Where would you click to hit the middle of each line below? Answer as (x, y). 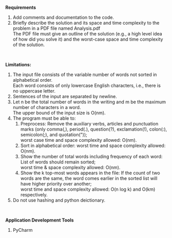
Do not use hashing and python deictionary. (59, 200)
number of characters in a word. (47, 107)
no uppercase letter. (34, 91)
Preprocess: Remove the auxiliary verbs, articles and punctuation (89, 124)
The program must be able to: (44, 118)
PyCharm (23, 230)
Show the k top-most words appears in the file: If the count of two (90, 173)
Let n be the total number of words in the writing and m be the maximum (89, 102)
